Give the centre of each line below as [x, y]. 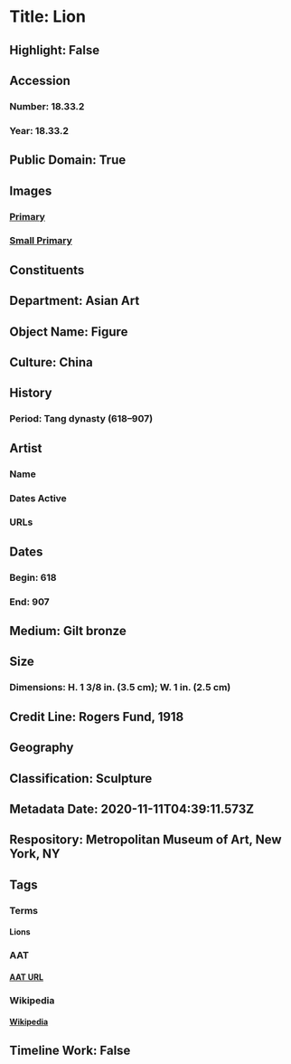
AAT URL [26, 977]
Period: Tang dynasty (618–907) [81, 419]
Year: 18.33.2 [39, 130]
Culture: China [51, 362]
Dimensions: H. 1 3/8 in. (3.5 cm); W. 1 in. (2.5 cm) [120, 688]
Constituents [47, 270]
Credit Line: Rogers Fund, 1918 [97, 717]
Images [31, 190]
